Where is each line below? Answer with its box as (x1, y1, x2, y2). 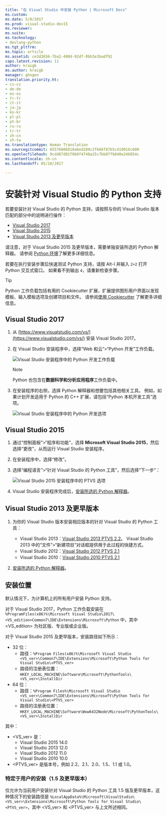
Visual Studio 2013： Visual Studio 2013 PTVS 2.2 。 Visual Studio (19, 535, 154, 541)
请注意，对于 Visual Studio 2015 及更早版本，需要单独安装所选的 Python (5, 244, 153, 250)
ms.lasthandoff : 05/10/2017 (5, 161, 64, 166)
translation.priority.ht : (5, 77, 59, 82)
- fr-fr (5, 96, 21, 101)
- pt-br (5, 119, 21, 124)
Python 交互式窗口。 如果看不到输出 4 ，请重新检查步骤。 (5, 267, 122, 274)
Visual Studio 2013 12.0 (19, 744, 68, 750)
